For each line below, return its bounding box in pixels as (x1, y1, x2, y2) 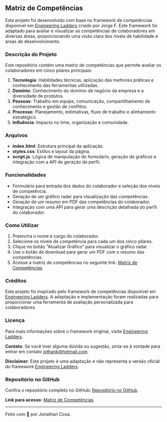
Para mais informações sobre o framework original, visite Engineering (5, 328, 148, 334)
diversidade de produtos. (12, 93, 64, 99)
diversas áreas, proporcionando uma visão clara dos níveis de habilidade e (5, 33, 158, 39)
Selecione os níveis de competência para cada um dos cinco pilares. (12, 239, 153, 244)
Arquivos (5, 132, 28, 139)
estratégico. (12, 114, 37, 120)
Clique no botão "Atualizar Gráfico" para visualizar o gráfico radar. (12, 244, 148, 250)
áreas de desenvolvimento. (5, 38, 61, 44)
